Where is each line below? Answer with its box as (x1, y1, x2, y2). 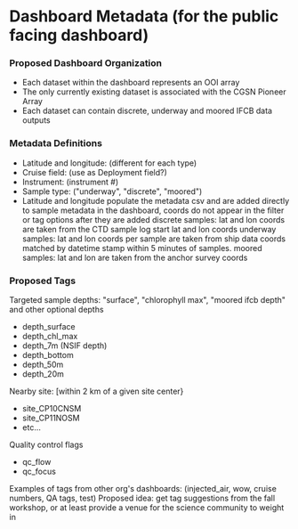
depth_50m (21, 359, 64, 370)
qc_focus (21, 466, 56, 477)
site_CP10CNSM (21, 403, 82, 414)
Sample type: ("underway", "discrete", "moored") (21, 185, 203, 197)
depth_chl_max (21, 331, 78, 342)
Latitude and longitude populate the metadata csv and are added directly (21, 195, 290, 206)
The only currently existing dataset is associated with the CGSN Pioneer (21, 86, 286, 97)
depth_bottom (21, 350, 74, 361)
